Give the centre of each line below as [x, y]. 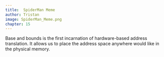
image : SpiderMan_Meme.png [34, 19]
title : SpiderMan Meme [30, 10]
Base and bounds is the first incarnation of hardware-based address [76, 38]
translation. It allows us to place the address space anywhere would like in [83, 44]
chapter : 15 [18, 24]
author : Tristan [22, 15]
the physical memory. [28, 49]
